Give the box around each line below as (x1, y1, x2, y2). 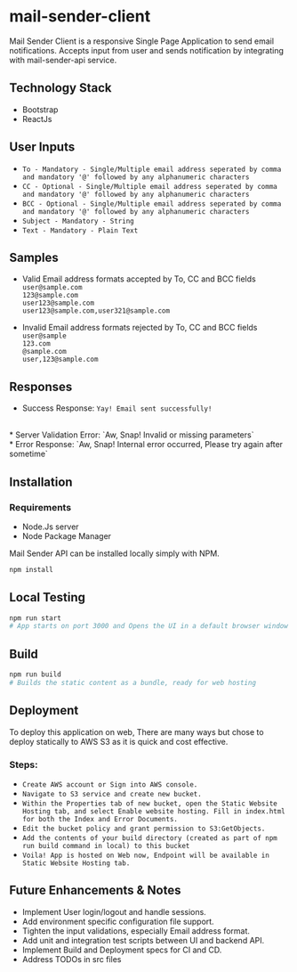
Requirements (9, 501, 72, 513)
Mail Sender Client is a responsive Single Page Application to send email (9, 36, 274, 46)
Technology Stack (9, 80, 112, 95)
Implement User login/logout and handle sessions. (21, 906, 206, 917)
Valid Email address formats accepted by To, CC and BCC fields (21, 274, 256, 284)
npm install (9, 565, 53, 574)
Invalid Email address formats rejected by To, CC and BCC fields (21, 323, 258, 333)
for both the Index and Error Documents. (21, 814, 178, 823)
